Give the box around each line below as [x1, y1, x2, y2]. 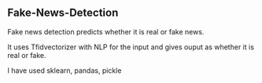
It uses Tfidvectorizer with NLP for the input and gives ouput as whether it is [7, 42, 255, 52]
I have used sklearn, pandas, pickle [7, 66, 122, 75]
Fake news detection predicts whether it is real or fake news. [7, 27, 205, 36]
